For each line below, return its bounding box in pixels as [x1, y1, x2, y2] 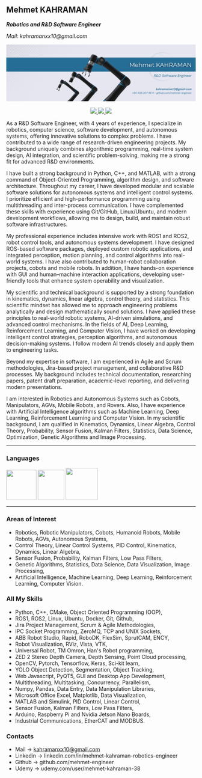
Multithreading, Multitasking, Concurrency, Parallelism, [14, 679, 151, 686]
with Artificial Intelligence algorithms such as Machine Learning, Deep [6, 408, 179, 415]
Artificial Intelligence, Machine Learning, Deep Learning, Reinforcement [14, 574, 192, 581]
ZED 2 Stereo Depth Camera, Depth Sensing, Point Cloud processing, [14, 653, 188, 660]
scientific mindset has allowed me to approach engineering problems [6, 301, 177, 308]
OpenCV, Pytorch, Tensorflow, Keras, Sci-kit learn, [14, 660, 140, 667]
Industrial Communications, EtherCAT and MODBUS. [14, 717, 145, 724]
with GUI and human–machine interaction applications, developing [6, 271, 170, 278]
